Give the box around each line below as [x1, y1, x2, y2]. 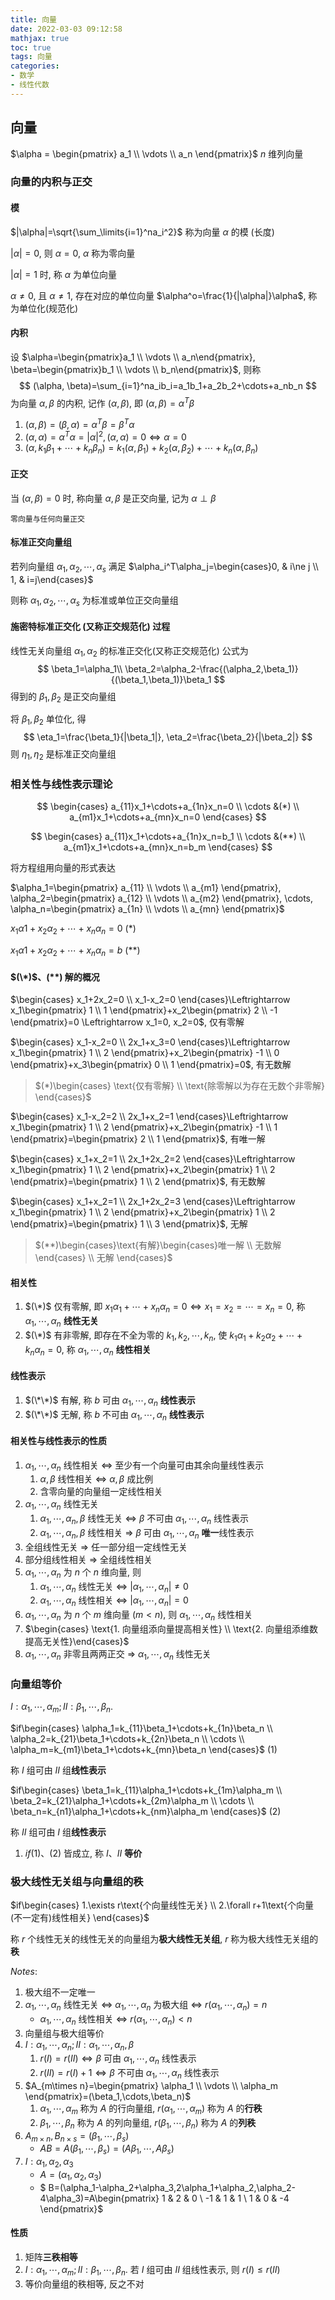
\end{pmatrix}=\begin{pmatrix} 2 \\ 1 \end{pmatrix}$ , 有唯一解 [10, 1133, 266, 1145]
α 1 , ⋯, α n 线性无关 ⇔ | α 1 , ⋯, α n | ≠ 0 [39, 1580, 189, 1595]
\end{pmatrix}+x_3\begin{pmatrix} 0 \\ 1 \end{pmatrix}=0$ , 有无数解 [10, 1059, 292, 1071]
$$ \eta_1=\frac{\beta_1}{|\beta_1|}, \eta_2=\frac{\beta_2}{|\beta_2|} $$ [23, 731, 313, 743]
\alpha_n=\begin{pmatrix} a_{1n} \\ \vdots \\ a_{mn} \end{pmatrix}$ [10, 903, 285, 915]
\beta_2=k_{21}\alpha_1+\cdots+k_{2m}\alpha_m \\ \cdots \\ [10, 1794, 255, 1806]
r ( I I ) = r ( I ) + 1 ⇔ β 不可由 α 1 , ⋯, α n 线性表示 [39, 2067, 220, 2081]
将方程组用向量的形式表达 [10, 862, 116, 874]
